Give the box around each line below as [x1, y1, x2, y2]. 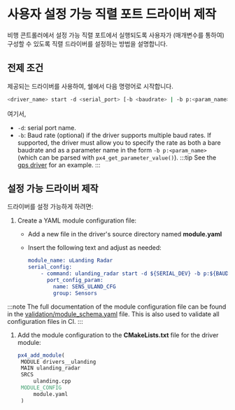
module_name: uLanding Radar [27, 257, 113, 264]
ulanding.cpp [33, 378, 71, 385]
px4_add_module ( [17, 351, 65, 359]
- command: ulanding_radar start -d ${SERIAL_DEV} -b [41, 270, 201, 277]
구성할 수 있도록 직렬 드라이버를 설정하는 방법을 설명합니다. [7, 39, 168, 48]
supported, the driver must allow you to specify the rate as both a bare [17, 138, 222, 147]
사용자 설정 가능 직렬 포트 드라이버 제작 [7, 6, 217, 22]
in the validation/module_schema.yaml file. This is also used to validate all [7, 309, 220, 318]
